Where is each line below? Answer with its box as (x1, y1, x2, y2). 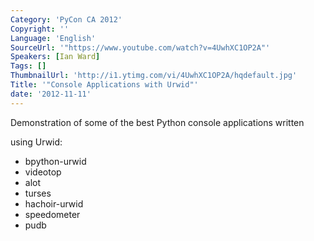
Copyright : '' (10, 24, 70, 34)
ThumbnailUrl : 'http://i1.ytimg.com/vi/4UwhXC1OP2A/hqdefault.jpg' (10, 71, 298, 81)
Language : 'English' (10, 33, 97, 43)
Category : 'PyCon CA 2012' (10, 14, 123, 25)
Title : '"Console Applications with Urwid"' (10, 80, 199, 90)
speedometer (24, 208, 81, 220)
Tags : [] (10, 61, 47, 71)
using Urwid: (10, 136, 63, 148)
